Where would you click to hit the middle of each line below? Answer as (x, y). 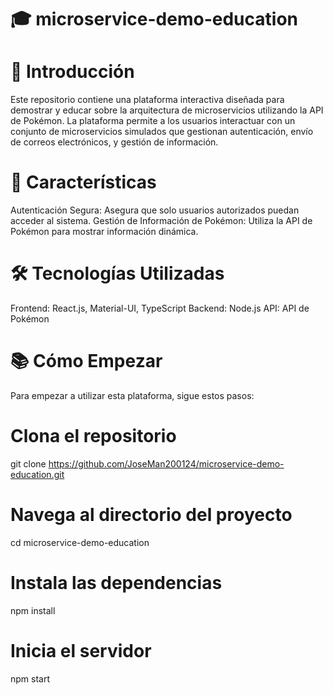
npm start (30, 678)
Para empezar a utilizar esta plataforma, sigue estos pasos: (132, 395)
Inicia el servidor (81, 650)
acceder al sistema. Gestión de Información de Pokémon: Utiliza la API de (161, 221)
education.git (37, 474)
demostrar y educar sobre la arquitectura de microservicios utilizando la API (167, 110)
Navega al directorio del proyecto (151, 515)
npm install (33, 610)
